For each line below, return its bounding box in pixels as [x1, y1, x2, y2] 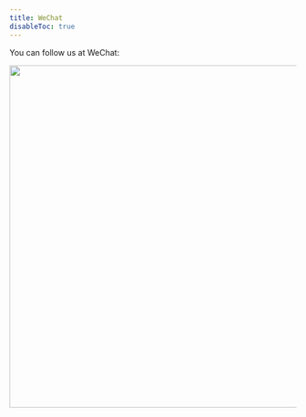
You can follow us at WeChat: [9, 47, 120, 57]
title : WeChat [9, 13, 64, 23]
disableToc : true [9, 22, 76, 31]
